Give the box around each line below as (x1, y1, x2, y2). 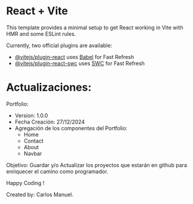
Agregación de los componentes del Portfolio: (14, 124, 128, 132)
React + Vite (6, 4, 69, 18)
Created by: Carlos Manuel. (6, 191, 74, 198)
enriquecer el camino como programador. (6, 168, 108, 175)
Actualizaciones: (6, 81, 92, 94)
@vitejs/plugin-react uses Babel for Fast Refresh (14, 53, 135, 60)
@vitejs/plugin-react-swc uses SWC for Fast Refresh (14, 60, 145, 67)
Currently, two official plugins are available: (6, 42, 113, 49)
